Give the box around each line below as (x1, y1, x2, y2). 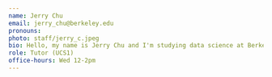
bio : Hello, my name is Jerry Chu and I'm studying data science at (8, 42, 244, 50)
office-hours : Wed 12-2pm (8, 57, 96, 65)
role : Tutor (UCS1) (8, 49, 74, 57)
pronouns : (8, 26, 42, 34)
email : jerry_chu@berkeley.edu (8, 19, 114, 27)
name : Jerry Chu (8, 11, 63, 20)
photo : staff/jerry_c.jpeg (8, 34, 100, 43)
